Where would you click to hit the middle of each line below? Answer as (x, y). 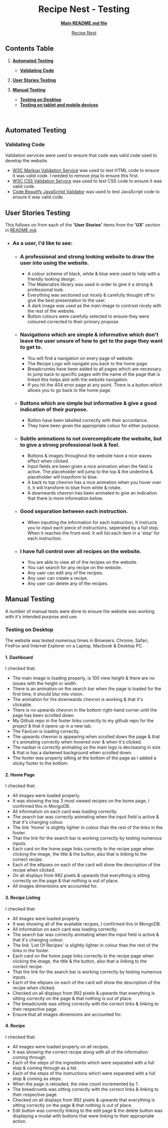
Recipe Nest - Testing (84, 9)
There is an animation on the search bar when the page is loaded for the (87, 689)
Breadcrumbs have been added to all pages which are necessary (94, 369)
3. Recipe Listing (23, 897)
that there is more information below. (65, 498)
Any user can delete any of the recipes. (68, 583)
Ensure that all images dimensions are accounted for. (67, 1014)
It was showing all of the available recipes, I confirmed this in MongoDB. (87, 924)
